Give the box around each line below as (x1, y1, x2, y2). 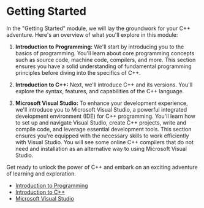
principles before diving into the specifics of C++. (15, 69, 141, 76)
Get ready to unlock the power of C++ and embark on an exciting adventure (6, 163, 198, 171)
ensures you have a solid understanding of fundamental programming (15, 63, 192, 70)
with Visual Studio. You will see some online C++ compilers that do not (15, 138, 194, 145)
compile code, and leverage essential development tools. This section (15, 125, 192, 133)
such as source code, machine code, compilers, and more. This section (15, 56, 196, 63)
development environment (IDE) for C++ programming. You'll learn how (15, 112, 196, 120)
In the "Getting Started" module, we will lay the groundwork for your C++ (6, 25, 191, 32)
